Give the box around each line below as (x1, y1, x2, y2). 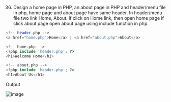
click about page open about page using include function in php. (13, 20, 149, 26)
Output (6, 81, 20, 87)
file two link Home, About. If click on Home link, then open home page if (13, 15, 164, 21)
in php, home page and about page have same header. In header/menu (13, 10, 162, 16)
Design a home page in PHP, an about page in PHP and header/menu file (13, 5, 166, 10)
